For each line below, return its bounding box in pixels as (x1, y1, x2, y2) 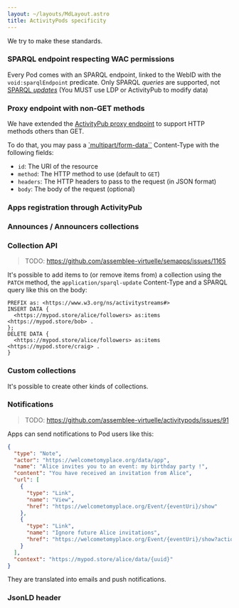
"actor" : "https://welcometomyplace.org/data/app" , (14, 457, 171, 464)
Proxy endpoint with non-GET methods (7, 103, 145, 113)
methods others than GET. (7, 127, 84, 136)
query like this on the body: (7, 286, 87, 294)
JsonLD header (7, 593, 62, 603)
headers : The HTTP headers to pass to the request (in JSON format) (17, 177, 217, 186)
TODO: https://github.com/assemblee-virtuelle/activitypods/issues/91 (24, 415, 229, 424)
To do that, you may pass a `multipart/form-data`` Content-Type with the (7, 141, 219, 149)
